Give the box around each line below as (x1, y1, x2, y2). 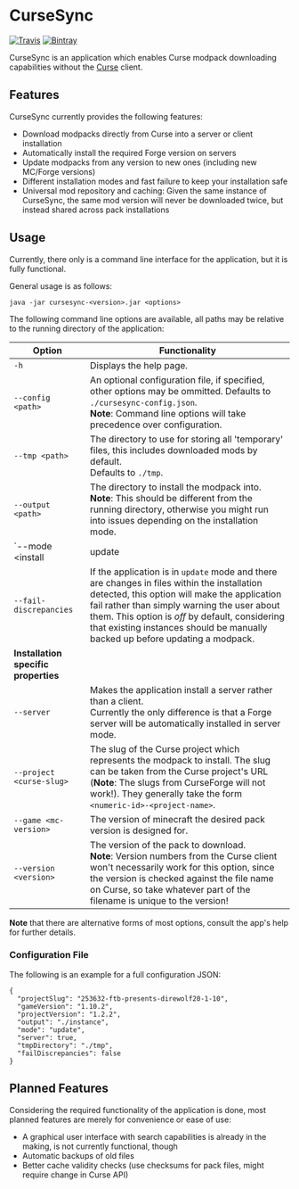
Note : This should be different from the (90, 491, 254, 504)
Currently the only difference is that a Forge (90, 706, 272, 718)
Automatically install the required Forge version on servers (21, 147, 238, 158)
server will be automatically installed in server (90, 717, 281, 730)
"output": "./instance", (17, 1018, 109, 1027)
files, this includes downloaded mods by (90, 443, 258, 456)
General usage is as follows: (9, 280, 113, 291)
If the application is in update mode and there (90, 566, 278, 578)
